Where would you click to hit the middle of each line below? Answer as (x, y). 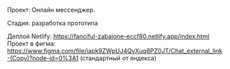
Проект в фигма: (32, 43)
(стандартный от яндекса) (118, 58)
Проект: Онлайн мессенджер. (51, 10)
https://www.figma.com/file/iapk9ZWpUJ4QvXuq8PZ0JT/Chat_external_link (115, 51)
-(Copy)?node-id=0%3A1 (43, 58)
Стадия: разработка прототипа (53, 23)
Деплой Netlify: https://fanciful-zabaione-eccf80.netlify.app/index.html (108, 36)
